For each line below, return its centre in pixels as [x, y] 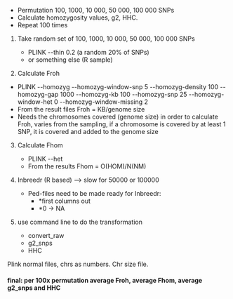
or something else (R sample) [71, 60]
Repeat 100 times [42, 25]
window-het [35, 102]
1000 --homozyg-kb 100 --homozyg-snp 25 [124, 94]
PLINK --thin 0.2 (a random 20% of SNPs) [88, 52]
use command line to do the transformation [80, 222]
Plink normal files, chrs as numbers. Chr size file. [78, 264]
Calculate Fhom [40, 145]
